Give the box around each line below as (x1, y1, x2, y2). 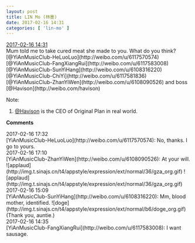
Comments (6, 119, 34, 127)
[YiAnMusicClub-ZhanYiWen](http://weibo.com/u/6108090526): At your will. (6, 155, 190, 162)
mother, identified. (6, 199, 51, 207)
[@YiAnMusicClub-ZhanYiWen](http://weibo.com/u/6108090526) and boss (6, 79, 188, 86)
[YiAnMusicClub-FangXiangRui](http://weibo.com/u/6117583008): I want (6, 224, 181, 231)
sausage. (6, 231, 28, 238)
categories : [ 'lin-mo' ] (6, 25, 69, 31)
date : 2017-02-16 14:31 (6, 19, 65, 25)
